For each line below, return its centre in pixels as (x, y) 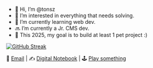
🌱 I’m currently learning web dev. (55, 22)
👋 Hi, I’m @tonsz (35, 9)
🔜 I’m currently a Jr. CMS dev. (52, 28)
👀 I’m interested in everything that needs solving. (74, 16)
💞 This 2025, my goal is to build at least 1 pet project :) (81, 35)
